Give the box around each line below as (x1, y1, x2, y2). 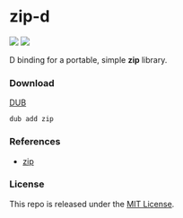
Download (9, 76, 56, 89)
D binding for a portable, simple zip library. (9, 54, 168, 65)
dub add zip (9, 115, 54, 124)
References (9, 135, 61, 148)
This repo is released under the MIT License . (9, 198, 175, 209)
